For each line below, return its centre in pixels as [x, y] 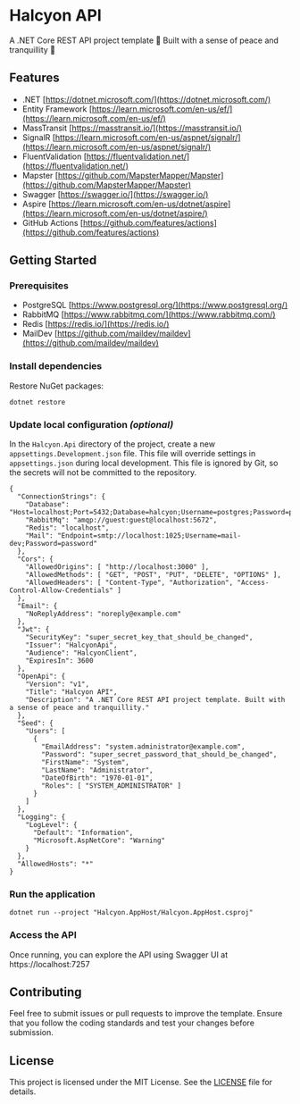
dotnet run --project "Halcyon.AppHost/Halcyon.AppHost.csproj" [131, 913]
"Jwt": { [33, 630]
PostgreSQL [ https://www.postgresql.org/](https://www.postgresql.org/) [155, 305]
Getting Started [53, 260]
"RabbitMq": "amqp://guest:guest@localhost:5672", [121, 520]
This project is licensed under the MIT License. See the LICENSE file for [141, 1083]
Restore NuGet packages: [57, 386]
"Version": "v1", [58, 684]
